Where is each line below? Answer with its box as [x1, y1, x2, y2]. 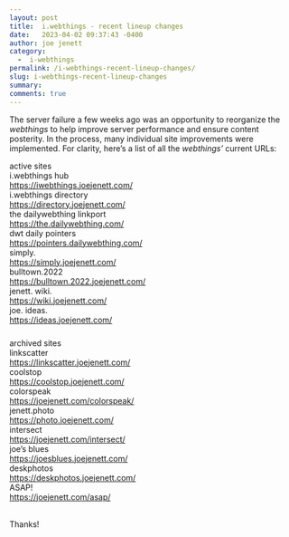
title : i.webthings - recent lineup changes [9, 22, 183, 31]
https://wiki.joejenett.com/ [9, 295, 107, 306]
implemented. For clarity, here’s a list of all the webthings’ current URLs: [9, 142, 277, 154]
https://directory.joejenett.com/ [9, 198, 126, 209]
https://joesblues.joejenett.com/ [9, 453, 128, 464]
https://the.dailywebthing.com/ [9, 218, 125, 229]
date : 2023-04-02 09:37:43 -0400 [9, 30, 144, 39]
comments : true [9, 89, 67, 98]
